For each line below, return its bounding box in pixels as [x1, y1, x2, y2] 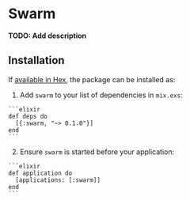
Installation [8, 54, 65, 67]
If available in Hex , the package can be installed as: [8, 74, 176, 84]
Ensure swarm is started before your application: [19, 147, 175, 157]
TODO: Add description [8, 31, 87, 40]
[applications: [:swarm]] [15, 175, 101, 184]
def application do [8, 169, 73, 177]
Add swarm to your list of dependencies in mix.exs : [19, 90, 184, 100]
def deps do [8, 112, 47, 120]
